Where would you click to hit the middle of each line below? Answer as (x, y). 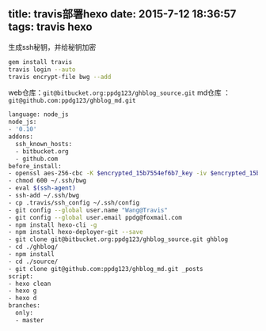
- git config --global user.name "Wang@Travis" (88, 210)
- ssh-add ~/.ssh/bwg (44, 196)
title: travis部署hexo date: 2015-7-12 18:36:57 (122, 14)
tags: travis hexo (50, 27)
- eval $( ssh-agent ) (42, 188)
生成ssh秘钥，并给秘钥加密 (52, 47)
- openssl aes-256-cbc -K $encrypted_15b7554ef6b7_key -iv (108, 173)
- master (30, 320)
